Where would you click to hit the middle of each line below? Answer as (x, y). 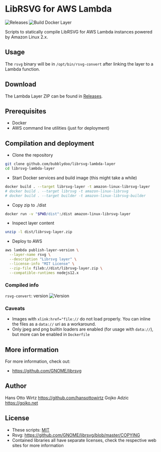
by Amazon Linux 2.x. (27, 37)
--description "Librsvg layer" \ (43, 259)
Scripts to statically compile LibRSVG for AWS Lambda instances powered (79, 32)
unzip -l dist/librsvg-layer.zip (39, 232)
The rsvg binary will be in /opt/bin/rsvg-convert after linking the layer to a (79, 64)
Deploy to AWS (27, 241)
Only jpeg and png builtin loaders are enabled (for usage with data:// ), (83, 329)
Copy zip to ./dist (29, 205)
